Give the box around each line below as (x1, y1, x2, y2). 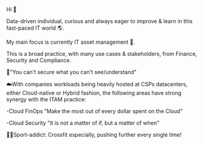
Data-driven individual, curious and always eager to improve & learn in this (6, 18, 193, 24)
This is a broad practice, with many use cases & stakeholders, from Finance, (6, 50, 198, 57)
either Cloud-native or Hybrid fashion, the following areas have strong (6, 89, 182, 97)
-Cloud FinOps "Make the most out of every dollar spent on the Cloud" (6, 108, 184, 115)
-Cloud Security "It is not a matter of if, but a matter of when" (6, 119, 160, 126)
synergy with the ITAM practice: (6, 96, 86, 103)
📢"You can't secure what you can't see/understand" (6, 69, 137, 75)
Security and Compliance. (6, 57, 72, 64)
